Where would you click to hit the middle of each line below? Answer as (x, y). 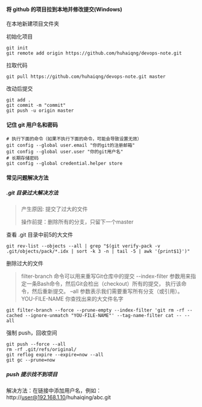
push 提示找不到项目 (32, 374)
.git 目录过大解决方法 (32, 193)
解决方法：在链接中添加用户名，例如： (54, 390)
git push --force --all (36, 344)
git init (17, 48)
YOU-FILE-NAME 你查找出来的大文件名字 (72, 298)
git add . (19, 100)
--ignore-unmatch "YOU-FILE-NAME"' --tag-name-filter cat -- (103, 315)
